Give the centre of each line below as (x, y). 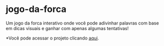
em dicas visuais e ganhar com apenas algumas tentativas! (67, 28)
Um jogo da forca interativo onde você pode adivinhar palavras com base (82, 23)
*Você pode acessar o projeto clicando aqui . (52, 38)
